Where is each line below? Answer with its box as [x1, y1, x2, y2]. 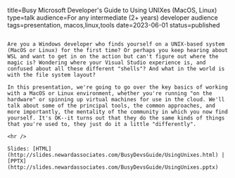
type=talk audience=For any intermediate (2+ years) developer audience [7, 13, 218, 22]
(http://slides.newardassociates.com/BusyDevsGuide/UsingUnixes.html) [7, 151, 219, 158]
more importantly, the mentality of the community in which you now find [7, 108, 229, 115]
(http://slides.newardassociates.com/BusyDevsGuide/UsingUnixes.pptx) [7, 164, 219, 171]
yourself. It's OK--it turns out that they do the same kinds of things [7, 115, 225, 122]
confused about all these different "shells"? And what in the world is [7, 65, 225, 72]
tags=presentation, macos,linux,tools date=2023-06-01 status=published [7, 21, 220, 29]
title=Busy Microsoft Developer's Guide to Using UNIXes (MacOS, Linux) [7, 6, 217, 14]
